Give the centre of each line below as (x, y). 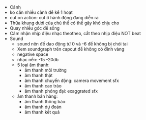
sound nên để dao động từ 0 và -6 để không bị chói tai (72, 44)
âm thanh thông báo (45, 101)
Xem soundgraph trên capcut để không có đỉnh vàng (71, 49)
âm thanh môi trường (45, 70)
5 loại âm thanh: (33, 65)
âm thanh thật (38, 75)
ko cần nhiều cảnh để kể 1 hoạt (41, 12)
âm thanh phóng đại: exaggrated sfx (61, 91)
